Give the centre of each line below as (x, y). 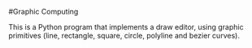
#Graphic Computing (43, 12)
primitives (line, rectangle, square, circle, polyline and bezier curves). (124, 36)
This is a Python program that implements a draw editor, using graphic (126, 27)
